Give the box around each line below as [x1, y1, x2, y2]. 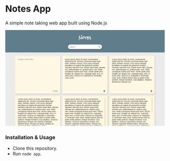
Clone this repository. [12, 145, 58, 151]
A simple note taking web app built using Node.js [5, 20, 107, 26]
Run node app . [12, 150, 42, 156]
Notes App [5, 3, 51, 15]
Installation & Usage [5, 134, 56, 141]
